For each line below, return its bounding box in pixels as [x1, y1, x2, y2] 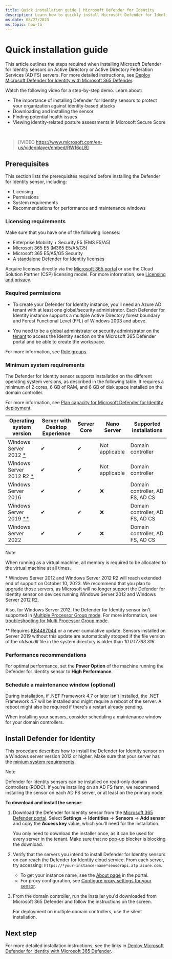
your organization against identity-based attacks [12, 103, 115, 109]
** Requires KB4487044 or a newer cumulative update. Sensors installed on [5, 627, 166, 634]
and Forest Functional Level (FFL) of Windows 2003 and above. [12, 317, 147, 324]
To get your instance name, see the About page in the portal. [20, 872, 149, 878]
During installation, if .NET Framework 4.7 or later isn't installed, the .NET [5, 693, 159, 699]
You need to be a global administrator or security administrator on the [12, 328, 160, 334]
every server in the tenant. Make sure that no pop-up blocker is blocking [12, 836, 166, 842]
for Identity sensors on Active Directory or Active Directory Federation [5, 66, 153, 73]
